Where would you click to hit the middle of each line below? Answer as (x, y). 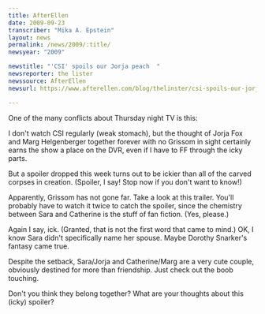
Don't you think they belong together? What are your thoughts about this (126, 293)
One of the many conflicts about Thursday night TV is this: (103, 118)
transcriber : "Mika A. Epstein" (61, 30)
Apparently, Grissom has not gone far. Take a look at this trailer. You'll (121, 197)
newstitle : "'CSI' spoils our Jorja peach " (84, 67)
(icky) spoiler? (31, 301)
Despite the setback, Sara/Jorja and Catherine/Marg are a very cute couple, (131, 261)
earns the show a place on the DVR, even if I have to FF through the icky (125, 150)
